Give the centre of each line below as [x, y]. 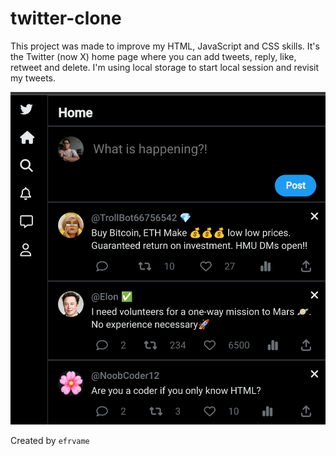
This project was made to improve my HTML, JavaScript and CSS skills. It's [165, 46]
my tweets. [33, 78]
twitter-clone [66, 18]
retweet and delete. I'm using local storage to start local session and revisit [165, 67]
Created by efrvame [50, 440]
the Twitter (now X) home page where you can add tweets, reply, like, [153, 56]
